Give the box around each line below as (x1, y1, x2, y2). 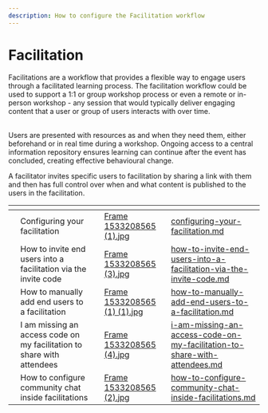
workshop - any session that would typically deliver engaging (33, 97, 235, 108)
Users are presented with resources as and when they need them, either (8, 130, 246, 140)
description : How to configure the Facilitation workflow (8, 11, 205, 20)
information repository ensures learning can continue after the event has (8, 147, 247, 156)
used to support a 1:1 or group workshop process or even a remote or (8, 89, 236, 99)
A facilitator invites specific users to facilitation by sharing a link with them (8, 171, 252, 180)
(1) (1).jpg (104, 306, 144, 317)
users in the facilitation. (8, 188, 85, 198)
